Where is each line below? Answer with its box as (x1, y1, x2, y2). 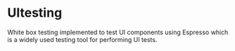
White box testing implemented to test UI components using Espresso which (7, 28, 229, 36)
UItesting (7, 5, 63, 21)
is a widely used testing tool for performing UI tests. (7, 35, 158, 43)
